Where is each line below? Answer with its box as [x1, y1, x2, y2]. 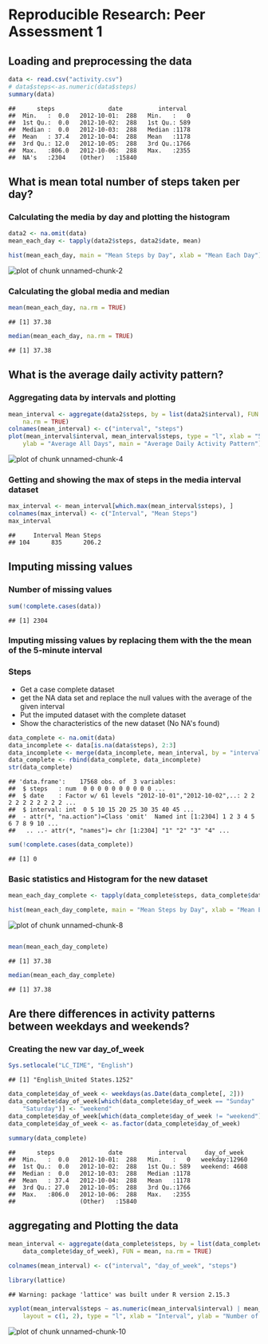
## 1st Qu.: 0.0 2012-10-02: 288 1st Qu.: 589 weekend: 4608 [8, 1162, 248, 1170]
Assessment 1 [8, 22, 103, 41]
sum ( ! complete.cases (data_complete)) [8, 841, 134, 849]
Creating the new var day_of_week [8, 1043, 145, 1054]
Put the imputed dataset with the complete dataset [19, 710, 187, 719]
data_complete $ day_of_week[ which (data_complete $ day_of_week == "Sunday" [8, 1098, 255, 1106]
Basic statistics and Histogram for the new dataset [8, 873, 208, 885]
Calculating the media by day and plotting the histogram [8, 211, 231, 223]
